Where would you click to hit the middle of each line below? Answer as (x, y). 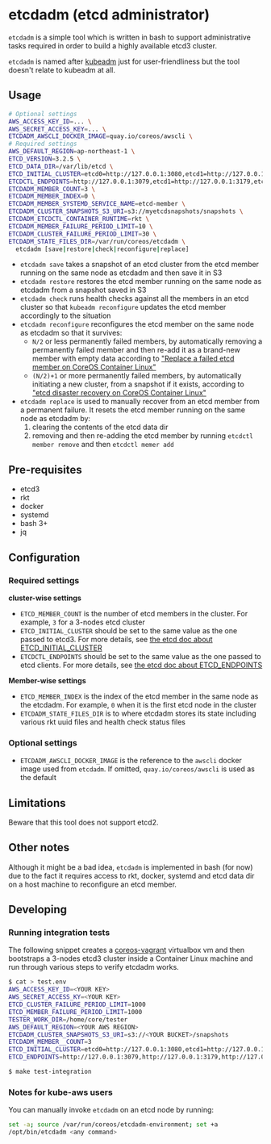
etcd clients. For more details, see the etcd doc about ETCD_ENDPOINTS (141, 665)
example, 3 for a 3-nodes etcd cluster (82, 622)
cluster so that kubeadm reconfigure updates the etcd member (123, 307)
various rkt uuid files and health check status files (102, 722)
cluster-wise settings (45, 598)
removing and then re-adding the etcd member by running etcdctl (143, 436)
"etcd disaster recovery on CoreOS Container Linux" (119, 393)
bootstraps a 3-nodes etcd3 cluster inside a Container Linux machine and (131, 958)
